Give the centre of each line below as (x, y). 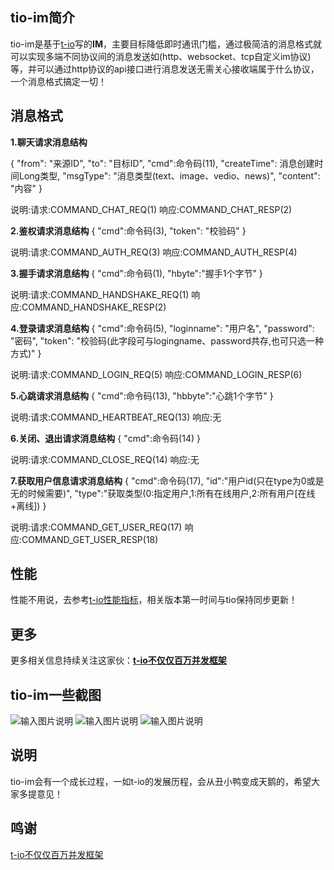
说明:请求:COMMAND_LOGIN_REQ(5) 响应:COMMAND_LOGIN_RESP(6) (156, 374)
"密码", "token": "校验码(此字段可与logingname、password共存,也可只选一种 (167, 340)
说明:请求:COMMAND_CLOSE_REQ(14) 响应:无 (105, 459)
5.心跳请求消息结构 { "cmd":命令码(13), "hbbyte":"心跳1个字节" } (142, 395)
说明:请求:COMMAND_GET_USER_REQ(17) (96, 527)
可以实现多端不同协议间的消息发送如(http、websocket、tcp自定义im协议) (161, 56)
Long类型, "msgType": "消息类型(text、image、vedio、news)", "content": (169, 175)
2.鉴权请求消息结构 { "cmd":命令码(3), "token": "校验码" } (128, 230)
